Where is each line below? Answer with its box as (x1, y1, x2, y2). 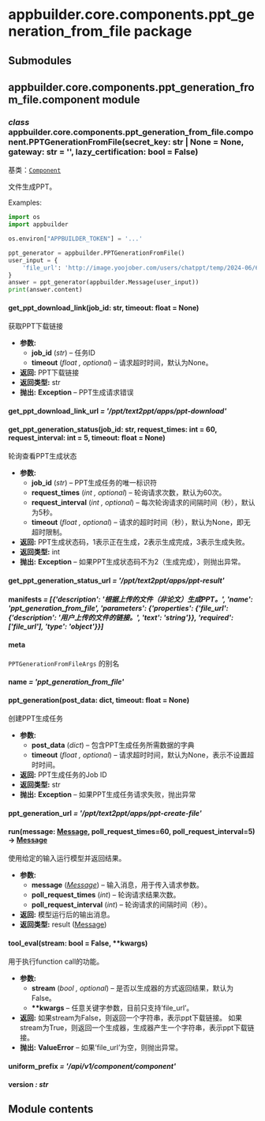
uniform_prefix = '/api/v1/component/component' (8, 1061, 176, 1070)
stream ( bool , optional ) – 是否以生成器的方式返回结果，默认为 (31, 983, 234, 993)
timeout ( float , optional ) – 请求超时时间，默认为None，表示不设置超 (31, 750, 255, 760)
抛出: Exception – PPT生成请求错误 (19, 387, 134, 397)
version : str (8, 1079, 49, 1089)
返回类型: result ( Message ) (19, 919, 107, 930)
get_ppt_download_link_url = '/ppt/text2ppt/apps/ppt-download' (8, 406, 227, 416)
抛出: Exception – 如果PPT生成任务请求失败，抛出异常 (19, 790, 196, 799)
